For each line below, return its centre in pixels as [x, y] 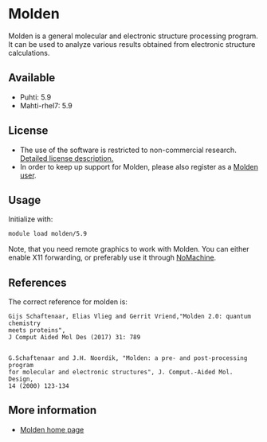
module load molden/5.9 [48, 234]
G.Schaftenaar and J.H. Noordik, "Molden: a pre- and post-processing [128, 358]
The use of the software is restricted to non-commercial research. [128, 150]
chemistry [25, 323]
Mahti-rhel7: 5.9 [46, 105]
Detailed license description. [67, 158]
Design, [21, 379]
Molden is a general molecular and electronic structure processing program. [133, 36]
